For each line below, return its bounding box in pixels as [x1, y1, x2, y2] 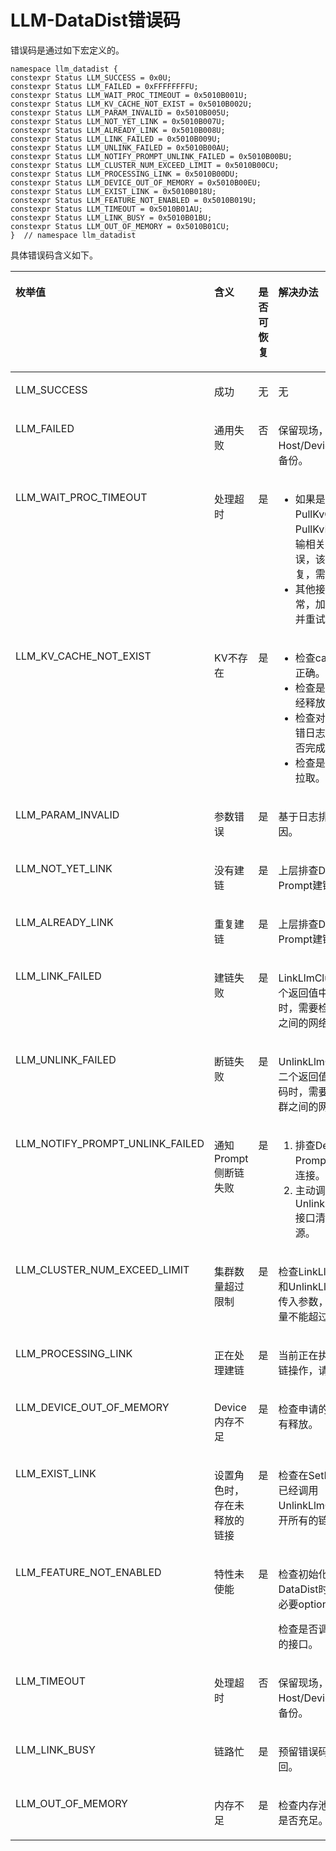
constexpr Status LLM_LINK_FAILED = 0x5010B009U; [10, 134, 222, 144]
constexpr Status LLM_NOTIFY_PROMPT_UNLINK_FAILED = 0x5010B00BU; [10, 151, 293, 161]
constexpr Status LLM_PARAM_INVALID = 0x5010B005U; [10, 107, 230, 118]
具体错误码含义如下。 [10, 249, 98, 261]
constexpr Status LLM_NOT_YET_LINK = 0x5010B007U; [10, 116, 226, 126]
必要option [278, 1597, 329, 1611]
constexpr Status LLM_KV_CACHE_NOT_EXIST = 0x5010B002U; [10, 99, 253, 109]
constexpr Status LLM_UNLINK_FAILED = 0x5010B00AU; [10, 142, 230, 153]
